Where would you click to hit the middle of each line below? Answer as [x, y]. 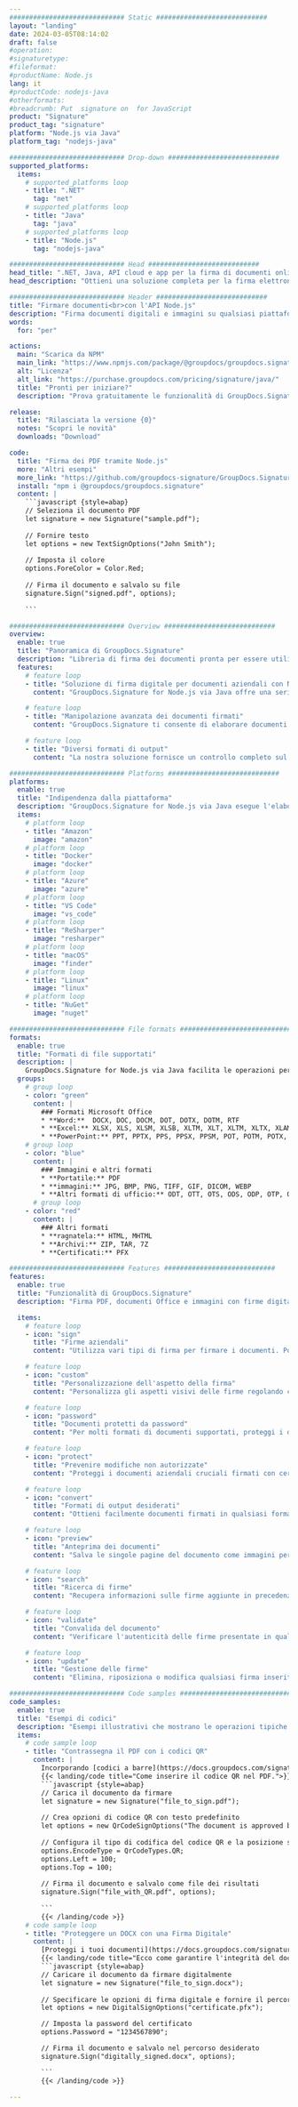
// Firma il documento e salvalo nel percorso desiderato [150, 2048]
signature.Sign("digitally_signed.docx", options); [139, 2056]
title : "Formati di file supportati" [87, 1054]
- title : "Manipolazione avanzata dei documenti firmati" [134, 717]
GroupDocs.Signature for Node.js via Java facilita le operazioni [150, 1071]
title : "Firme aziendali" [80, 1343]
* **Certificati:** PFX [85, 1252]
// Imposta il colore [65, 560]
